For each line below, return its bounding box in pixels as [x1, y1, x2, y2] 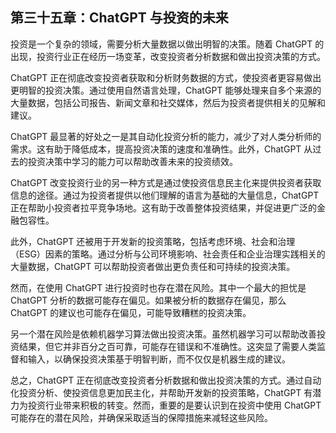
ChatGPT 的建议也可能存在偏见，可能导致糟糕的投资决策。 [10, 306, 252, 318]
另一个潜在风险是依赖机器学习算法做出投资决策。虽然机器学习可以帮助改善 [10, 328, 317, 340]
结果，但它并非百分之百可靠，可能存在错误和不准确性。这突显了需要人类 [18, 340, 317, 352]
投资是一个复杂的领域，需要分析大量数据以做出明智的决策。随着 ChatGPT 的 [10, 38, 325, 50]
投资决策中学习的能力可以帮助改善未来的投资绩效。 [27, 155, 238, 167]
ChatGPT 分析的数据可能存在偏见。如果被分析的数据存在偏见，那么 [10, 294, 287, 306]
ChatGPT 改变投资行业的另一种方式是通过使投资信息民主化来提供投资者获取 [10, 176, 322, 188]
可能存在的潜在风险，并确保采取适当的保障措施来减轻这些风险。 [10, 411, 273, 423]
